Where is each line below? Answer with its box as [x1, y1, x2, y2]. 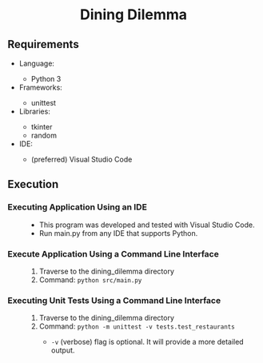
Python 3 [30, 74, 62, 83]
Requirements [7, 38, 79, 51]
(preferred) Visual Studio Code [30, 154, 133, 164]
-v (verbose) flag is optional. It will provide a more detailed [50, 337, 245, 347]
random [30, 130, 58, 140]
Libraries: [18, 106, 51, 116]
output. [50, 345, 75, 355]
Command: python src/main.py [38, 274, 142, 285]
